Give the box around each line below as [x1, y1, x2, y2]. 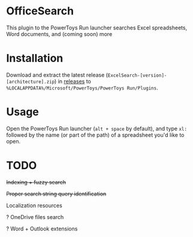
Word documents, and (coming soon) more [6, 30, 113, 37]
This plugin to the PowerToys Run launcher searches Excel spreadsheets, [6, 24, 188, 31]
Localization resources [6, 202, 63, 209]
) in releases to [54, 77, 91, 85]
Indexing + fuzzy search [6, 178, 67, 185]
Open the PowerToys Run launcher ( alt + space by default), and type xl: [6, 125, 188, 132]
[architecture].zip [6, 79, 55, 85]
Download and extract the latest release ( [6, 71, 108, 79]
